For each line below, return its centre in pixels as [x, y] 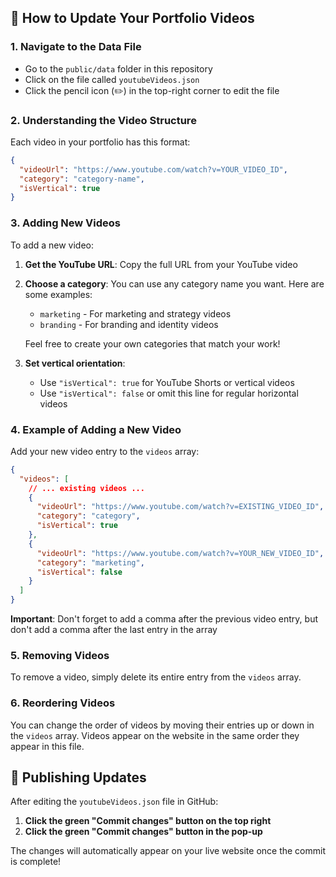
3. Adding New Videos [66, 223]
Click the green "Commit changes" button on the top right [148, 821]
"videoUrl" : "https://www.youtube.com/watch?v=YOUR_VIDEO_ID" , [153, 169]
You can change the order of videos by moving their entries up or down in [162, 725]
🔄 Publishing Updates [78, 777]
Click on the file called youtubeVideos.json [112, 79]
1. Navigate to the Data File [76, 47]
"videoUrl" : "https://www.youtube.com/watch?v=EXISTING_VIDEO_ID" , [180, 507]
